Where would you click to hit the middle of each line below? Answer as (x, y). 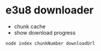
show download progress (45, 32)
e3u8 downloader (50, 10)
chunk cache (30, 26)
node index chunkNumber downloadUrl (50, 43)
